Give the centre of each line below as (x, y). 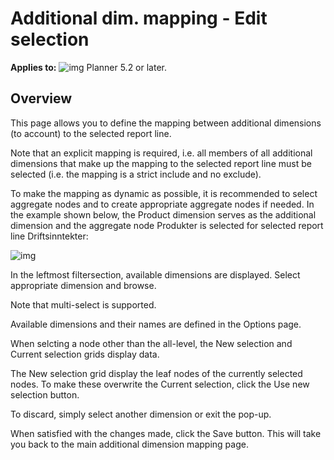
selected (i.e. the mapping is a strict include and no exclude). (136, 174)
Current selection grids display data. (85, 354)
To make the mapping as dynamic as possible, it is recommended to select (164, 193)
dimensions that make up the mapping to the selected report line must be (161, 163)
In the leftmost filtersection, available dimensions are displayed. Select (155, 274)
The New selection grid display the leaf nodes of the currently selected (156, 373)
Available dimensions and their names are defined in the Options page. (156, 324)
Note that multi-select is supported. (83, 304)
